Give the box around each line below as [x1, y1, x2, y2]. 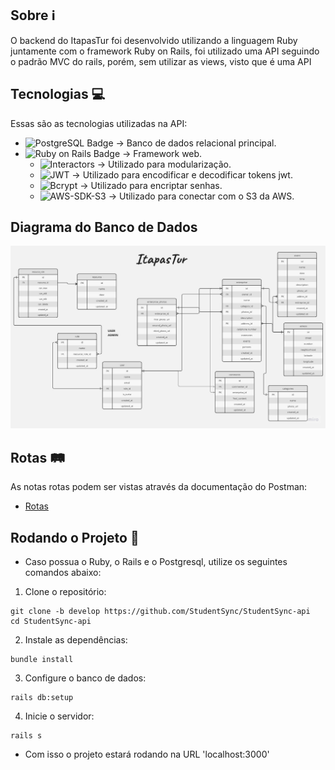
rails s [10, 730, 43, 741]
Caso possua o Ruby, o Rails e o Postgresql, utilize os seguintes [24, 555, 288, 567]
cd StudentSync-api [10, 616, 92, 626]
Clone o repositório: [24, 585, 107, 597]
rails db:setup [10, 692, 74, 702]
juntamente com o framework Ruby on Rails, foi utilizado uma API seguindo [10, 45, 320, 57]
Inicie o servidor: [24, 710, 95, 722]
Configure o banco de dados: [24, 672, 147, 684]
